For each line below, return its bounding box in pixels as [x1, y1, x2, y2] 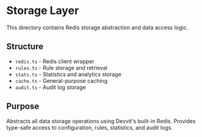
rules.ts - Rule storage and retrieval [15, 64, 108, 71]
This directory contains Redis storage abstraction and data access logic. [6, 24, 188, 31]
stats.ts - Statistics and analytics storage [15, 71, 122, 78]
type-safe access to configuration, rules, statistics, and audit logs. [6, 124, 173, 131]
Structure [6, 41, 44, 52]
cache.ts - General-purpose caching [15, 77, 108, 84]
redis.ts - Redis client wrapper [15, 57, 95, 65]
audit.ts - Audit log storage [15, 83, 87, 91]
